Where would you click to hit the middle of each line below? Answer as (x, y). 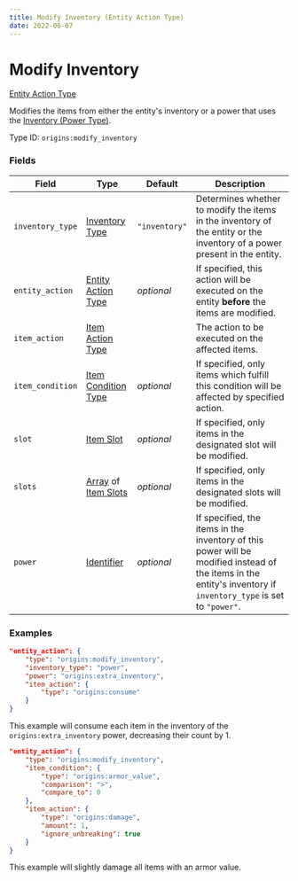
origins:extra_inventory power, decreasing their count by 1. (120, 736)
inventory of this (230, 540)
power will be (223, 550)
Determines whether (238, 199)
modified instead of (236, 562)
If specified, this (229, 269)
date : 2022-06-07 (41, 26)
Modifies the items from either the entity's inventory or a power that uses (143, 111)
